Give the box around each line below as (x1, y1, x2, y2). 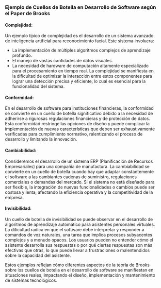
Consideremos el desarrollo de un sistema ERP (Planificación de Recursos (5, 158, 153, 164)
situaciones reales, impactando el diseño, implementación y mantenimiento (5, 272, 156, 278)
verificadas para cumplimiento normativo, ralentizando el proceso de (5, 131, 143, 137)
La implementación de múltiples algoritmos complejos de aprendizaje (12, 48, 151, 53)
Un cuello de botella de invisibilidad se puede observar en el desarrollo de (5, 216, 153, 222)
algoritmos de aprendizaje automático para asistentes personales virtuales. (5, 221, 155, 227)
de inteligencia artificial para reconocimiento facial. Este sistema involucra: (5, 38, 154, 44)
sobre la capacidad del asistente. (5, 252, 71, 258)
